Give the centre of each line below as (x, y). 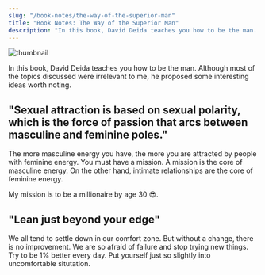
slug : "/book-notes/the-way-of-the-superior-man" (92, 15)
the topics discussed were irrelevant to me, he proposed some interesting (129, 77)
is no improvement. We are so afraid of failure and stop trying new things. (128, 247)
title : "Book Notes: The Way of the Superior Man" (94, 23)
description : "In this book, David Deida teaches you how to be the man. (133, 30)
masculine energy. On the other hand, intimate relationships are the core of (131, 170)
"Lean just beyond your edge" (84, 219)
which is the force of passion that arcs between (128, 122)
